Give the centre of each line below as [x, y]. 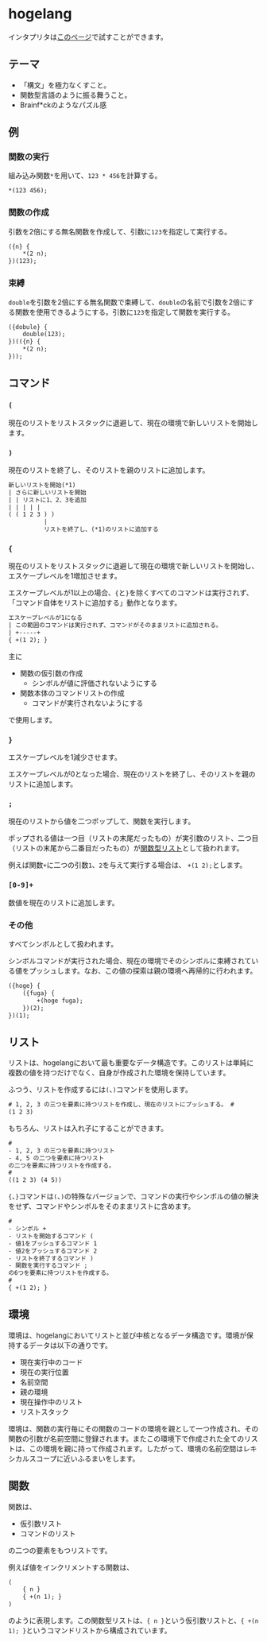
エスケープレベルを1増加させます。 [65, 576]
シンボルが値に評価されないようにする [94, 683]
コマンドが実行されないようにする [87, 703]
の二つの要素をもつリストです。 [60, 1550]
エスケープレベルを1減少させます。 [65, 757]
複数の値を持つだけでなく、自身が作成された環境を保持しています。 [119, 1073]
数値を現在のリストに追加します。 [64, 902]
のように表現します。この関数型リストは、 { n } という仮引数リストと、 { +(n [133, 1621]
